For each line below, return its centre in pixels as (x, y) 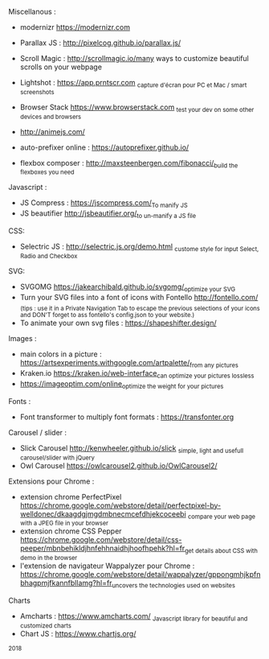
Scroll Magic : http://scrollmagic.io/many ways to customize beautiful (134, 58)
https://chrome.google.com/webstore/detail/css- (101, 540)
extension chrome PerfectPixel (71, 496)
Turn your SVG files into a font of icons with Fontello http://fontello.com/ (139, 297)
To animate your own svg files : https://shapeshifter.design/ (118, 323)
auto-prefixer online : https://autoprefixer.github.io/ (104, 147)
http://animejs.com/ (53, 131)
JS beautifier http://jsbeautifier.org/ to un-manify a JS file (108, 214)
